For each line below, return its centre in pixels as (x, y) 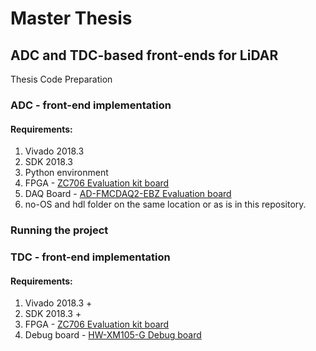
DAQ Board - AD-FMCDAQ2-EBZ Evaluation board (128, 194)
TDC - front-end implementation (90, 257)
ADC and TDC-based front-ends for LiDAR (144, 55)
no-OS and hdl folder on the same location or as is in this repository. (165, 204)
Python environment (66, 173)
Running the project (59, 230)
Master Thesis (71, 18)
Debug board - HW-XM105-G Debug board (113, 335)
